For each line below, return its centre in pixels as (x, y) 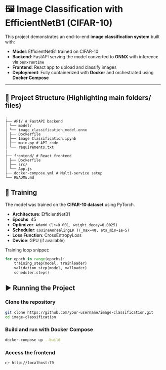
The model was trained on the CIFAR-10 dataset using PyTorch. (70, 205)
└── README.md (20, 177)
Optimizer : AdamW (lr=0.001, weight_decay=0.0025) (65, 224)
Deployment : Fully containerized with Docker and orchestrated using (83, 72)
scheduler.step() (32, 273)
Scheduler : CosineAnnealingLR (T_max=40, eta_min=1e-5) (71, 230)
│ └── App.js (19, 169)
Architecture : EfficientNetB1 (41, 214)
